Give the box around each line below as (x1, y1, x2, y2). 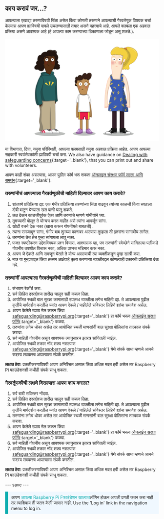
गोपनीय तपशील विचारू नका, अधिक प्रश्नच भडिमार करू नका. (12, 245, 106, 251)
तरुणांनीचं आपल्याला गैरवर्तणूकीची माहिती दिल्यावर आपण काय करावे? (5, 190, 126, 197)
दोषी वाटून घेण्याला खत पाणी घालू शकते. (12, 206, 73, 213)
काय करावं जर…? (5, 4, 47, 13)
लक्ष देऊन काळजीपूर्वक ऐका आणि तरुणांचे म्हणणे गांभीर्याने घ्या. (12, 212, 106, 218)
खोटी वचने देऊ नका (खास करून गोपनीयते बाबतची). (12, 223, 93, 229)
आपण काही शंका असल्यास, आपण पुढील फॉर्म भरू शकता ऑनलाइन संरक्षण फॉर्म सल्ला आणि (5, 172, 143, 178)
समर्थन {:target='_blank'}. (5, 177, 52, 183)
